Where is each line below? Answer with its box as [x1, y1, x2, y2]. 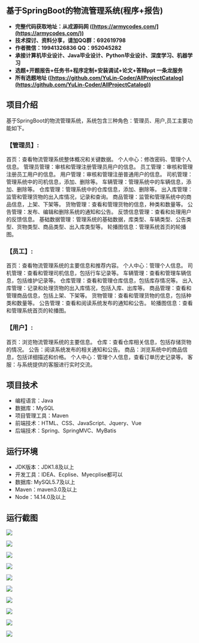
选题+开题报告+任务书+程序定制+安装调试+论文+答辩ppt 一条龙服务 [14, 67, 183, 74]
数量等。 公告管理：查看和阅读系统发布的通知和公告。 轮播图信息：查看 [16, 300, 193, 307]
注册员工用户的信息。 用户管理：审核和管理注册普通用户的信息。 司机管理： [6, 171, 193, 178]
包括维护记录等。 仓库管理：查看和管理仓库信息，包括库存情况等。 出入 [16, 277, 193, 284]
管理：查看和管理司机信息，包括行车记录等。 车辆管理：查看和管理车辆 [11, 270, 186, 277]
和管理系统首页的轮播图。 [6, 307, 70, 314]
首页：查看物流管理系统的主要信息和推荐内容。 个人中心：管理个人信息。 [6, 262, 186, 269]
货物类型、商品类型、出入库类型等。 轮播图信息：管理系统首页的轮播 [16, 223, 186, 230]
